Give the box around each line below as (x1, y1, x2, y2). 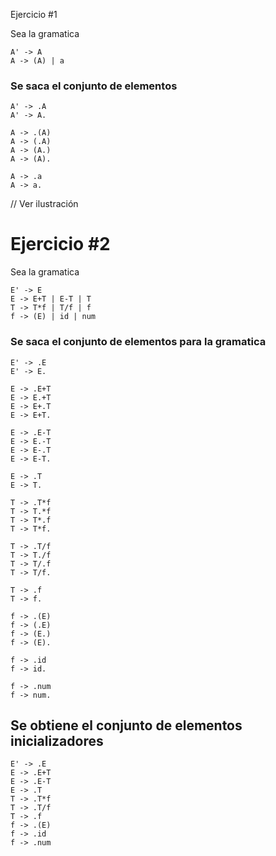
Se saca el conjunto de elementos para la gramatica (10, 335, 267, 349)
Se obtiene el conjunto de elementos (10, 717, 243, 734)
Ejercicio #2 (10, 233, 111, 256)
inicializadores (10, 732, 104, 749)
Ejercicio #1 (10, 9, 58, 20)
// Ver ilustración (10, 198, 79, 210)
